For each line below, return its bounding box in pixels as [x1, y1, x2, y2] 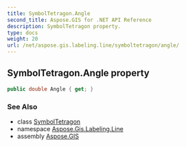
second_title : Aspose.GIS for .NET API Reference [7, 16, 152, 23]
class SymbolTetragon [16, 117, 81, 126]
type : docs [7, 29, 38, 36]
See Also [7, 102, 38, 111]
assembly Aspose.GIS [16, 132, 79, 140]
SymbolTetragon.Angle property [7, 67, 150, 79]
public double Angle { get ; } [7, 85, 94, 93]
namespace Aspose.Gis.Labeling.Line [16, 124, 124, 133]
